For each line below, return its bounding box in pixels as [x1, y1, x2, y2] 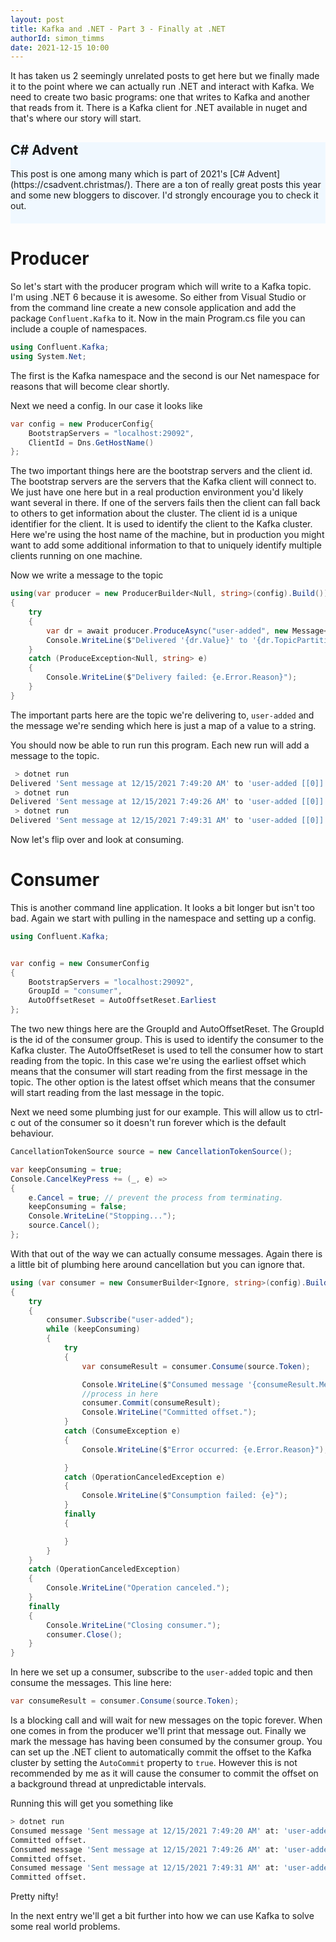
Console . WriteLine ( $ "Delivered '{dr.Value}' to [46, 635, 248, 645]
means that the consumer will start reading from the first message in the [10, 1066, 308, 1078]
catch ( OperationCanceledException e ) [63, 1472, 226, 1482]
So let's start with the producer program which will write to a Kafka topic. [10, 281, 312, 292]
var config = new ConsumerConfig [10, 958, 150, 968]
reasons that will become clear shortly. [10, 380, 170, 392]
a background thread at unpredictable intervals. [10, 1778, 207, 1790]
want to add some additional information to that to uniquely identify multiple [10, 539, 322, 551]
